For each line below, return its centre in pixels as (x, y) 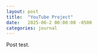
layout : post (22, 11)
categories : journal (32, 28)
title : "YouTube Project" (40, 17)
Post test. (18, 45)
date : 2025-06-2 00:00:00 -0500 (49, 22)
